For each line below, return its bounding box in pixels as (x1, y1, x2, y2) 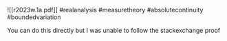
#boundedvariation (7, 13, 61, 21)
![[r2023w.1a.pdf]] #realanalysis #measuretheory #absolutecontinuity (7, 6, 204, 14)
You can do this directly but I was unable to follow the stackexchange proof (7, 27, 221, 34)
